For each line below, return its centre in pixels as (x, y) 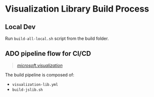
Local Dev (20, 27)
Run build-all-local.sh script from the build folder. (57, 38)
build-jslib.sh (27, 90)
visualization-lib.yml (35, 84)
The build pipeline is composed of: (40, 75)
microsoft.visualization (40, 65)
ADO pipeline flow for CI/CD (48, 54)
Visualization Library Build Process (77, 9)
